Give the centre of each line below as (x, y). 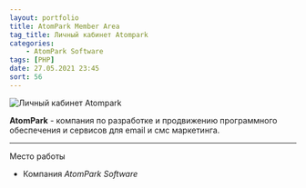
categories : (32, 43)
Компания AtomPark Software (80, 173)
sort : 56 (26, 77)
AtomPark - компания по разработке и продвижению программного (143, 120)
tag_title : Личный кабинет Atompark (79, 35)
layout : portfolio (44, 18)
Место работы (37, 156)
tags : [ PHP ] (32, 60)
